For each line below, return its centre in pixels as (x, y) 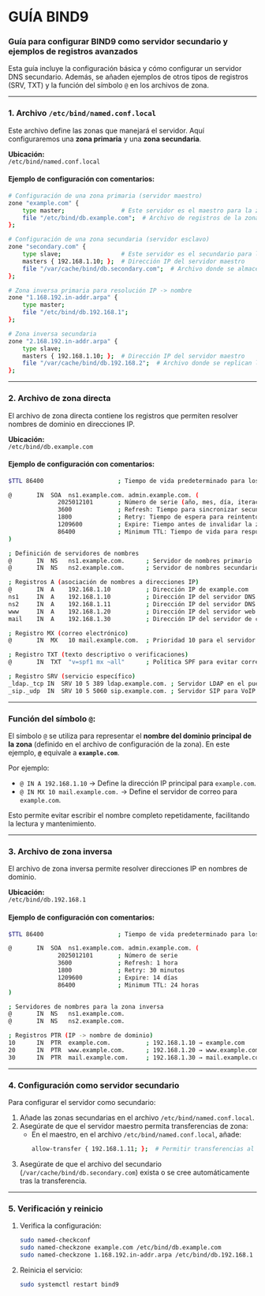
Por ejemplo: (29, 768)
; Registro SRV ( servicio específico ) (72, 676)
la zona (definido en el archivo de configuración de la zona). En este (119, 744)
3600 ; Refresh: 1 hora (118, 963)
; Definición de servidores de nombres (74, 553)
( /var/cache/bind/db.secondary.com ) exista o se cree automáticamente (134, 1172)
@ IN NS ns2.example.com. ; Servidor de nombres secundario (134, 568)
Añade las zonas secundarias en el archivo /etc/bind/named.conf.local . (137, 1118)
